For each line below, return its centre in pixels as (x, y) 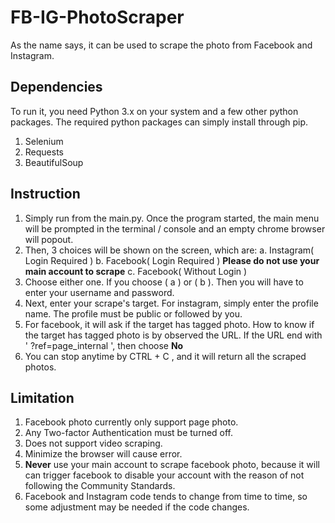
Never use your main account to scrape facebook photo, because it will (172, 465)
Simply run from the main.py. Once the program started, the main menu (172, 218)
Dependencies (56, 87)
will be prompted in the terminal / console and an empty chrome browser (175, 228)
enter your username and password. (99, 292)
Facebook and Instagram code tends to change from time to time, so (166, 497)
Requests (44, 152)
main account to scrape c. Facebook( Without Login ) (136, 271)
